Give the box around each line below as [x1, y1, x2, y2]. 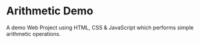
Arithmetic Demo [6, 4, 93, 18]
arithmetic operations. [6, 30, 61, 37]
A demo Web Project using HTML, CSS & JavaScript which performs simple [6, 24, 194, 31]
